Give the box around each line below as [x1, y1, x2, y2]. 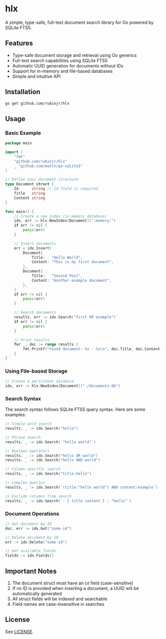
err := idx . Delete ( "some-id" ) [5, 539, 68, 545]
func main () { [5, 209, 35, 214]
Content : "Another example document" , [31, 278, 112, 283]
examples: [5, 412, 26, 418]
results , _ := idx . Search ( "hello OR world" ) [5, 453, 98, 458]
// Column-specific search [5, 467, 61, 472]
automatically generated [12, 590, 62, 596]
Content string [14, 195, 45, 200]
